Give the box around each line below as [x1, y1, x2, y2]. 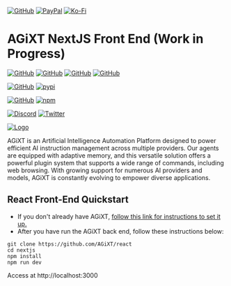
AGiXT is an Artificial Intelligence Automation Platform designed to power [7, 136, 216, 144]
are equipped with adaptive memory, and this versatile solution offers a [7, 151, 211, 160]
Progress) [7, 46, 66, 62]
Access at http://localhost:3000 [7, 271, 99, 279]
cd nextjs [7, 246, 36, 254]
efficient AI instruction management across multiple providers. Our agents [7, 144, 219, 152]
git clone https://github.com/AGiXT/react [7, 241, 132, 248]
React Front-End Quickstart [7, 194, 129, 206]
